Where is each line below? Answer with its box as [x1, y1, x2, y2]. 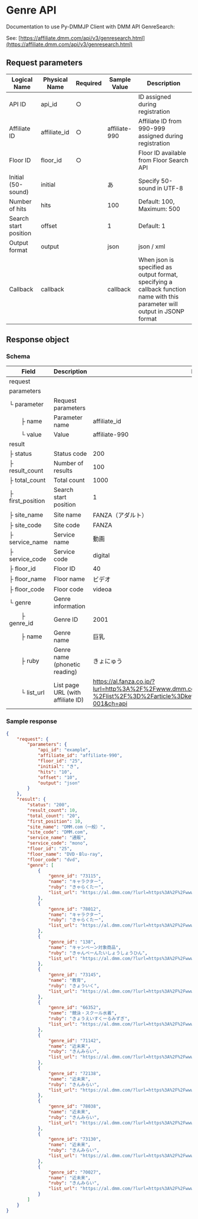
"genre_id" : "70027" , [48, 1169, 101, 1175]
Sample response [6, 717, 58, 725]
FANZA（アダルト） [93, 511, 148, 520]
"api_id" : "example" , [37, 747, 91, 753]
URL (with [54, 688, 81, 696]
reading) [54, 668, 78, 676]
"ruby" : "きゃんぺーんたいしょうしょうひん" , [48, 950, 148, 956]
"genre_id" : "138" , [48, 939, 96, 945]
